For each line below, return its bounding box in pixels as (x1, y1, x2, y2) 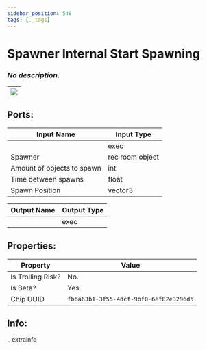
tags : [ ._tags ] (7, 16, 51, 23)
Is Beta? (10, 283, 36, 292)
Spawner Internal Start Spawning (7, 46, 201, 62)
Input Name (36, 129, 75, 139)
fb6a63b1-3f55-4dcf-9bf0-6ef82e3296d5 (67, 295, 194, 303)
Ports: (7, 109, 34, 121)
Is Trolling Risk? (10, 272, 61, 282)
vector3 (108, 186, 134, 195)
